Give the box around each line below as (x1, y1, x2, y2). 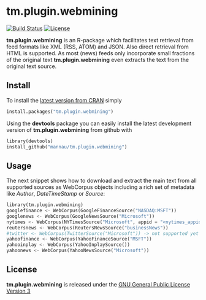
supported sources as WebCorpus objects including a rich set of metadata (6, 183, 195, 191)
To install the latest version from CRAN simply (6, 96, 122, 104)
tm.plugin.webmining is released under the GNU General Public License (6, 280, 191, 288)
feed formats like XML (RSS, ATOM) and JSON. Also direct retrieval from (6, 43, 189, 50)
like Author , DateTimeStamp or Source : (6, 190, 105, 198)
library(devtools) (6, 138, 53, 144)
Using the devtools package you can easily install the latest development (6, 120, 192, 127)
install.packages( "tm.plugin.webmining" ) (6, 109, 114, 115)
